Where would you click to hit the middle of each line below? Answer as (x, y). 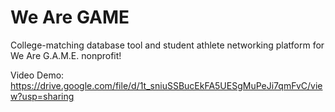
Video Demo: (37, 75)
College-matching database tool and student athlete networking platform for (167, 45)
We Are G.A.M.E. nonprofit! (66, 55)
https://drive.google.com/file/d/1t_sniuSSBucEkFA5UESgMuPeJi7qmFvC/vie (166, 85)
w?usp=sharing (42, 96)
